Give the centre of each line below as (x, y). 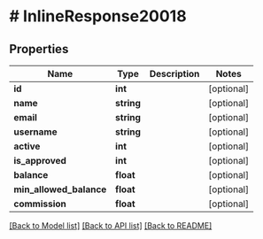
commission (40, 204)
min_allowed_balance (60, 189)
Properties (39, 49)
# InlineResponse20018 (98, 16)
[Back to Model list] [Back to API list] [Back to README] (111, 226)
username (35, 132)
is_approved (40, 161)
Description (174, 74)
